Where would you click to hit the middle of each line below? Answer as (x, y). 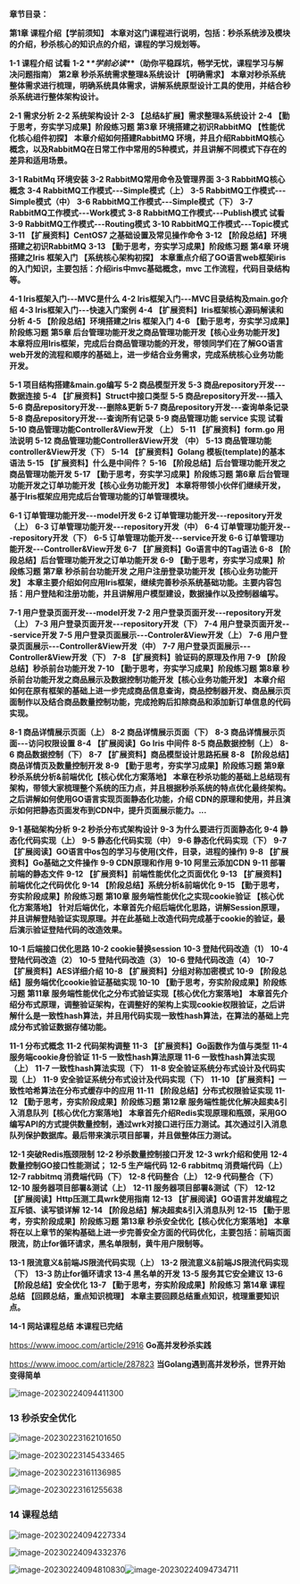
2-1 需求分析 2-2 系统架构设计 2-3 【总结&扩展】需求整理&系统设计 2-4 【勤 (150, 116)
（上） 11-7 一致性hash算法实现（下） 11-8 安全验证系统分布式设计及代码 (144, 1068)
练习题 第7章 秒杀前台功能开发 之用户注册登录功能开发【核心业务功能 (143, 571)
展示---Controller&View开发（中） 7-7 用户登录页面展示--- (142, 646)
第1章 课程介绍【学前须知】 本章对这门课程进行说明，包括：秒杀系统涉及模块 (150, 33)
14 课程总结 (34, 1515)
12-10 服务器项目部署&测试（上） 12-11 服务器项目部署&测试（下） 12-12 (142, 1188)
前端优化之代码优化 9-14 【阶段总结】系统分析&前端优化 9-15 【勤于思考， (146, 885)
